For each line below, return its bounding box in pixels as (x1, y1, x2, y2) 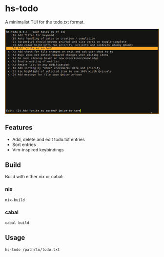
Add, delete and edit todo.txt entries (12, 136, 85, 142)
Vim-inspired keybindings (12, 147, 64, 152)
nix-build (5, 198, 25, 202)
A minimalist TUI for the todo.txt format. (5, 19, 85, 25)
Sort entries (12, 142, 36, 147)
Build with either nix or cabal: (5, 174, 63, 180)
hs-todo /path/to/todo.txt (5, 247, 60, 252)
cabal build (5, 220, 29, 225)
